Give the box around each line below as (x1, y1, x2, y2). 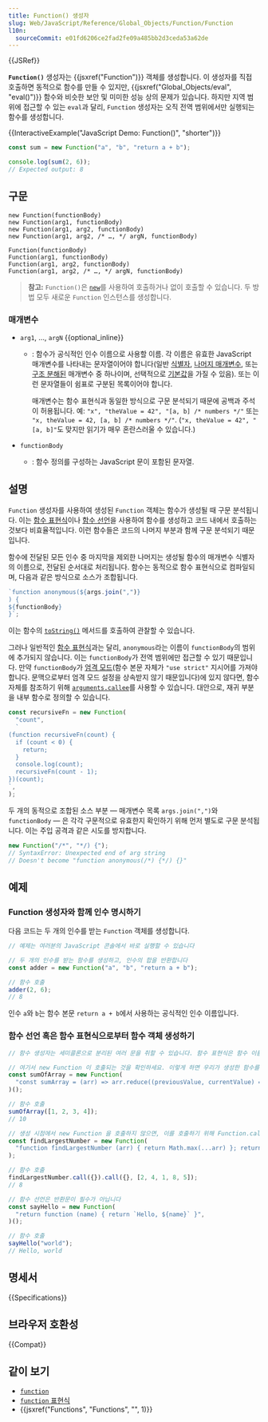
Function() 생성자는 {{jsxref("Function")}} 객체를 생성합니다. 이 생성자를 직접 (8, 73, 253, 82)
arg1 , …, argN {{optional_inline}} (19, 332, 124, 342)
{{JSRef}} (8, 56, 40, 65)
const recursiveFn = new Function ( (8, 708, 127, 717)
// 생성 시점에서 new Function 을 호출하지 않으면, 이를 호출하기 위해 (8, 1129, 215, 1138)
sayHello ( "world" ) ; (8, 1239, 73, 1248)
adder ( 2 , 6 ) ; (8, 985, 52, 994)
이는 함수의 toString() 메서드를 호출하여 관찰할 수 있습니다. (8, 626, 195, 636)
